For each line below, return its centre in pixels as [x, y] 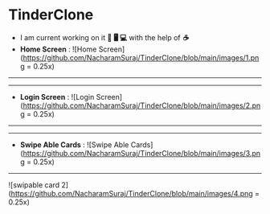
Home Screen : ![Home [58, 49]
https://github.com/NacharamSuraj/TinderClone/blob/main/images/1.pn [141, 57]
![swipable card [34, 185]
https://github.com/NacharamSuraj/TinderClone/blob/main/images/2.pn [142, 105]
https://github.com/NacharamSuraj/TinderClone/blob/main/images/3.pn [142, 153]
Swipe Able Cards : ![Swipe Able [74, 144]
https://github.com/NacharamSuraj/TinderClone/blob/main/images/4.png [132, 193]
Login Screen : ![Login [57, 97]
